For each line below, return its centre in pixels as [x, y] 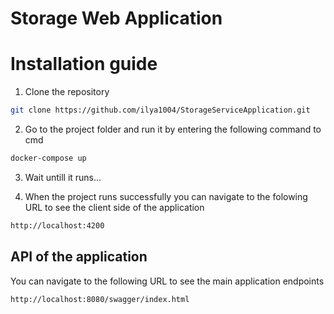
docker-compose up [48, 158]
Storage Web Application [116, 18]
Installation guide [84, 64]
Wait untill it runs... [63, 177]
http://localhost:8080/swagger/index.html [100, 299]
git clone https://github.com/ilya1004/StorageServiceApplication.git [160, 110]
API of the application [79, 257]
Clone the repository [67, 92]
